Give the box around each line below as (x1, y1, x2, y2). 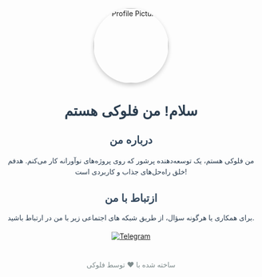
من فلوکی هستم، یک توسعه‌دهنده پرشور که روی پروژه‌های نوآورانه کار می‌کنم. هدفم (7, 155, 255, 165)
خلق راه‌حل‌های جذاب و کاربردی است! (74, 167, 188, 176)
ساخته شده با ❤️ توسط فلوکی (85, 259, 176, 269)
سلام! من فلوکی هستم (64, 103, 198, 119)
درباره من (109, 134, 153, 147)
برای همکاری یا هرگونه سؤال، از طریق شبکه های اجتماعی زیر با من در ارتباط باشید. (7, 212, 255, 223)
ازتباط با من (104, 192, 158, 205)
